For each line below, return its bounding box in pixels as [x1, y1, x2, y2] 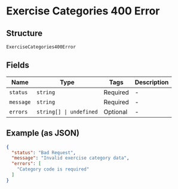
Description [134, 78, 169, 86]
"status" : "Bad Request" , [11, 149, 76, 155]
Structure [6, 28, 43, 38]
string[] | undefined [36, 108, 98, 115]
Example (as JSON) [6, 128, 79, 139]
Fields [6, 60, 30, 70]
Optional [103, 107, 128, 116]
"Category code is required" [17, 166, 90, 172]
